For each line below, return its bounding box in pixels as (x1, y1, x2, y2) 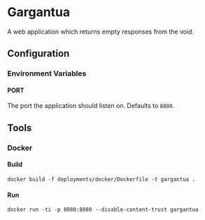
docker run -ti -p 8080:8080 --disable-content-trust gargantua (7, 206, 199, 214)
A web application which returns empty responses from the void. (7, 27, 195, 36)
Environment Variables (7, 69, 87, 78)
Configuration (7, 48, 70, 60)
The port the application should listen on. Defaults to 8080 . (7, 102, 175, 110)
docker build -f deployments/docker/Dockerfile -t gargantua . (7, 176, 196, 183)
